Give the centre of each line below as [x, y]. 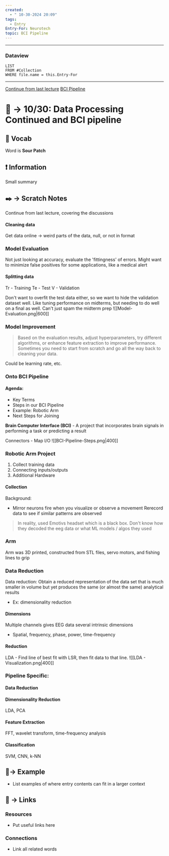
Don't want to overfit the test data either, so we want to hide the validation [82, 297]
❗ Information [26, 167]
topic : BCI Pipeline [27, 33]
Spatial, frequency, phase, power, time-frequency [64, 635]
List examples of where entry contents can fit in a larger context [79, 784]
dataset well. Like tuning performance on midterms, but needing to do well [82, 303]
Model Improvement [30, 326]
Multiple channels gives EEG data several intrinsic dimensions [69, 625]
